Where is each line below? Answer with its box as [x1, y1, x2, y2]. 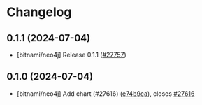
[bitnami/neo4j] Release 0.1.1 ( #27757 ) [16, 50, 127, 59]
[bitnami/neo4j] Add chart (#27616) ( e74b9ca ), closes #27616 [16, 89, 195, 98]
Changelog [6, 4, 72, 20]
